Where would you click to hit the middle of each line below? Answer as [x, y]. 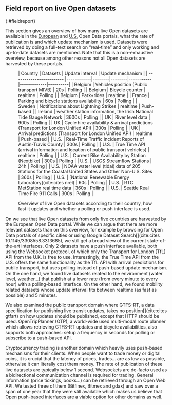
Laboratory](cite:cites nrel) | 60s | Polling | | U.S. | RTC [76, 182]
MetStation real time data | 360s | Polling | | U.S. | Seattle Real [83, 188]
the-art [13, 246]
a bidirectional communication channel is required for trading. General [79, 375]
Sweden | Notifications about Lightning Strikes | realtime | [79, 106]
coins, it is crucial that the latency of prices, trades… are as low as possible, [85, 358]
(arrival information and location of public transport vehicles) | [84, 150]
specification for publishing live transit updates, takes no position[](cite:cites [86, 311]
